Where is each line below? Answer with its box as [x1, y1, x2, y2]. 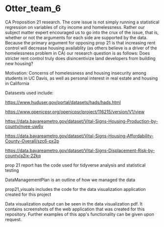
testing [5, 167, 19, 173]
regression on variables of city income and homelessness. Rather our [5, 24, 145, 30]
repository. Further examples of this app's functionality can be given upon [5, 211, 154, 217]
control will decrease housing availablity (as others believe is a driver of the [5, 45, 158, 51]
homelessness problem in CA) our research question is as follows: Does [5, 50, 150, 56]
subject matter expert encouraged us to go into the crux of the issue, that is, [5, 29, 159, 35]
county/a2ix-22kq [5, 152, 41, 159]
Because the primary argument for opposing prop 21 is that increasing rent [5, 40, 156, 45]
